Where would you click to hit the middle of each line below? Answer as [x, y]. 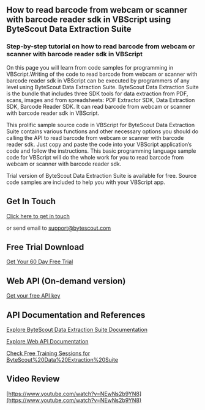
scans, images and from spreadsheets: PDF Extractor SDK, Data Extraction [101, 100]
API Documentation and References [76, 315]
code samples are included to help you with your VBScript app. [86, 182]
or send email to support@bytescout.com [59, 228]
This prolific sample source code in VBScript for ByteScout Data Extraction [100, 125]
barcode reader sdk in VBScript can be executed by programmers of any [98, 80]
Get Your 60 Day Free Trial [40, 262]
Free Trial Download [45, 247]
